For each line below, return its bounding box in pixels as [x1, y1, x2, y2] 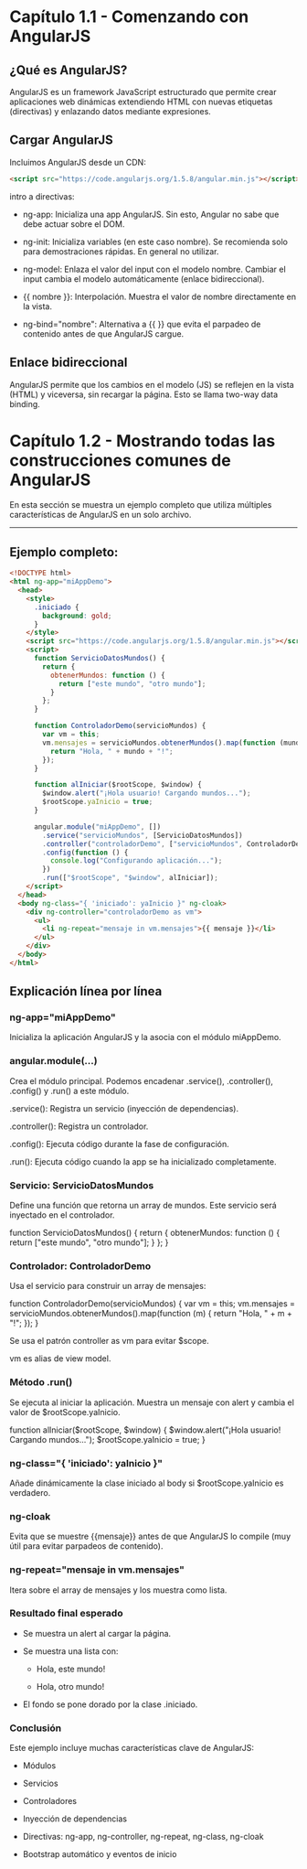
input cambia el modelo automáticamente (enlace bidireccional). [22, 273, 265, 285]
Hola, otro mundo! [36, 1681, 105, 1692]
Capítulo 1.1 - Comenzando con [9, 6, 249, 27]
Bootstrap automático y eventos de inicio [22, 1849, 177, 1860]
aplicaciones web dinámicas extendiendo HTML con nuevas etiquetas [9, 96, 273, 107]
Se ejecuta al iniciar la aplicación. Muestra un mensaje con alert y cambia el [9, 1397, 295, 1408]
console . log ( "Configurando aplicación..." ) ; [49, 856, 223, 865]
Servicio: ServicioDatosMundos [9, 1178, 154, 1191]
